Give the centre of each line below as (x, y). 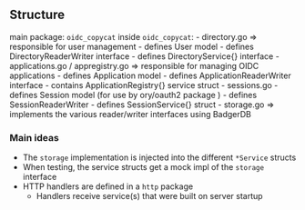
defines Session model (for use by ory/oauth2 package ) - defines (133, 95)
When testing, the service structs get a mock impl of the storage (143, 167)
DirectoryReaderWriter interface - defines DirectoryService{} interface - (144, 56)
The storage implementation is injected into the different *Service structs (159, 157)
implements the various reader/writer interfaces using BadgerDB (131, 114)
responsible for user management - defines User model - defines (132, 46)
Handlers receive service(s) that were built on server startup (149, 196)
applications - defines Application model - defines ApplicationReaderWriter (150, 75)
